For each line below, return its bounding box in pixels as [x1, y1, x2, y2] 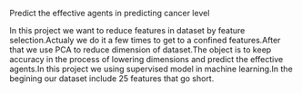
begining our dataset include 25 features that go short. [9, 73, 215, 84]
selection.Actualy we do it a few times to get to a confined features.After [9, 35, 281, 45]
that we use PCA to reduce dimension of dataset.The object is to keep [9, 44, 272, 55]
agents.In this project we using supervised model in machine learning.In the [9, 63, 293, 74]
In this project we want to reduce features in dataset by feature [9, 25, 246, 35]
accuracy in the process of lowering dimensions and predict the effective [9, 54, 284, 64]
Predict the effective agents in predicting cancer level [9, 8, 210, 18]
